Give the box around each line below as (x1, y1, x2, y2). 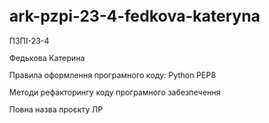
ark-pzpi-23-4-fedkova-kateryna (9, 6, 261, 27)
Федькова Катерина (9, 52, 86, 63)
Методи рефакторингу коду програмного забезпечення (9, 87, 221, 97)
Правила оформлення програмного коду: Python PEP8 (9, 69, 217, 81)
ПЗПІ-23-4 (9, 35, 50, 46)
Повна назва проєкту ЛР (9, 104, 104, 114)
